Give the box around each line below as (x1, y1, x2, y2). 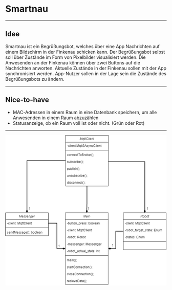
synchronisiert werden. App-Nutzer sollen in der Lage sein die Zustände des (5, 70, 166, 77)
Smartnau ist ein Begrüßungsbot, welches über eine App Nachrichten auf (5, 43, 160, 49)
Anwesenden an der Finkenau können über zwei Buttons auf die (5, 59, 141, 65)
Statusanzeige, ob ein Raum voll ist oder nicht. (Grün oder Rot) (12, 120, 145, 126)
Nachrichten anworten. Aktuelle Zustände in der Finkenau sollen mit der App (5, 65, 167, 71)
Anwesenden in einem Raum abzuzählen (12, 115, 99, 121)
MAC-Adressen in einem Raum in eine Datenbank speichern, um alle (12, 109, 157, 115)
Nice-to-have (5, 96, 50, 104)
